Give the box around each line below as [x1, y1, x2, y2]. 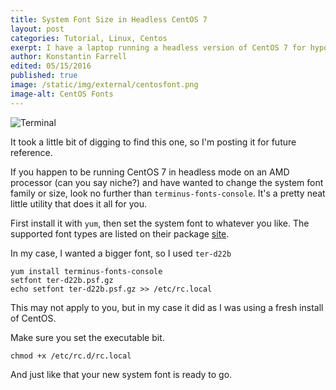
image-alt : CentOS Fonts [10, 89, 114, 99]
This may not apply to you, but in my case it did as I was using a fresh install [10, 301, 324, 313]
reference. [10, 146, 53, 158]
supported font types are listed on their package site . [10, 227, 230, 240]
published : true [10, 71, 78, 81]
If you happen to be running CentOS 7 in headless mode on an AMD [10, 166, 290, 178]
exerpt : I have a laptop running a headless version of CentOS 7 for [10, 42, 307, 53]
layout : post [10, 24, 65, 34]
